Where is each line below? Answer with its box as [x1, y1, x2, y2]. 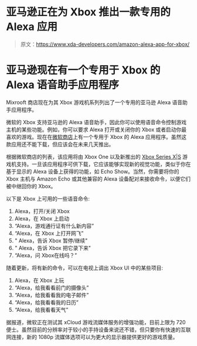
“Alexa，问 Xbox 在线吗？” [14, 251, 77, 259]
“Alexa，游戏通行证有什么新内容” [14, 222, 94, 229]
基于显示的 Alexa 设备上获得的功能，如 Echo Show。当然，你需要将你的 [6, 168, 180, 175]
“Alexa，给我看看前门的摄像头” [14, 284, 89, 291]
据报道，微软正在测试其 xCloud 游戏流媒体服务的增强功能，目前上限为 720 [6, 318, 186, 325]
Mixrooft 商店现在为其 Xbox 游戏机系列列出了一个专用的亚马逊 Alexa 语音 [6, 98, 183, 106]
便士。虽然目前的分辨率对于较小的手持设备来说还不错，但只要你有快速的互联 [6, 326, 191, 333]
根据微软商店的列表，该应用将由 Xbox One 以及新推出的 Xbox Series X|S [6, 153, 182, 160]
